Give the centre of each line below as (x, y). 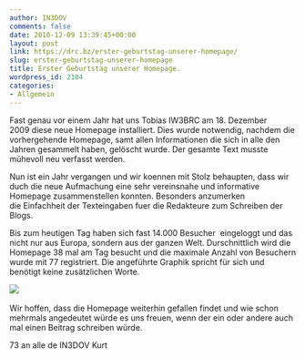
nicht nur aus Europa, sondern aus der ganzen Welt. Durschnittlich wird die (150, 242)
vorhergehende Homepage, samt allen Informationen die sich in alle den (145, 139)
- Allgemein (32, 94)
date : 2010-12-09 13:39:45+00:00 (73, 35)
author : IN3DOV (38, 18)
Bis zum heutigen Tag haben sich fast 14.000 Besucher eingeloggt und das (151, 232)
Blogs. (21, 215)
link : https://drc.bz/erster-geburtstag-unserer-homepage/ (124, 52)
